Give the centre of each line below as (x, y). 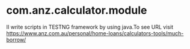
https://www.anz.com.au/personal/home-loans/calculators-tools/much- (95, 33)
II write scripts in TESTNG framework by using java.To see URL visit (90, 27)
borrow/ (16, 39)
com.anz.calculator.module (77, 10)
